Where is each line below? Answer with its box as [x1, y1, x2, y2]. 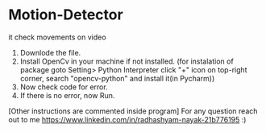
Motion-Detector [8, 6, 123, 24]
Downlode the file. [19, 47, 81, 57]
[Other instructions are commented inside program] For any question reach [8, 106, 258, 116]
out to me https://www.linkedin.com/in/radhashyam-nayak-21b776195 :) [8, 114, 247, 124]
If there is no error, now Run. [19, 90, 115, 100]
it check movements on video [8, 32, 106, 42]
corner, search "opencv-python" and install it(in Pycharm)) [19, 73, 215, 83]
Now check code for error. [19, 82, 108, 92]
